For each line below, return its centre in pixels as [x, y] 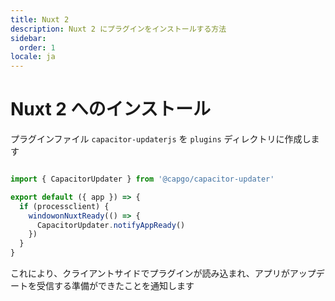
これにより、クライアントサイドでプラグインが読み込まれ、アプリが [150, 273]
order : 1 [37, 47]
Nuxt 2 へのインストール [111, 109]
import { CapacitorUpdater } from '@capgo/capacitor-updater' [142, 179]
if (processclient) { [64, 206]
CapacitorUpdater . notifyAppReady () [111, 225]
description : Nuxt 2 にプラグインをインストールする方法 [118, 29]
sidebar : [28, 38]
